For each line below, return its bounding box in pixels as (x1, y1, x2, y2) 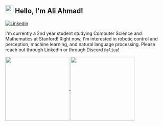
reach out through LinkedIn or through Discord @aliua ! (5, 47, 120, 53)
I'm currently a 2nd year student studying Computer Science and (5, 30, 142, 36)
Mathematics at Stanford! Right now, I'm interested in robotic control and (5, 35, 158, 41)
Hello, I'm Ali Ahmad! (14, 7, 83, 15)
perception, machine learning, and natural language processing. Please (5, 41, 156, 47)
